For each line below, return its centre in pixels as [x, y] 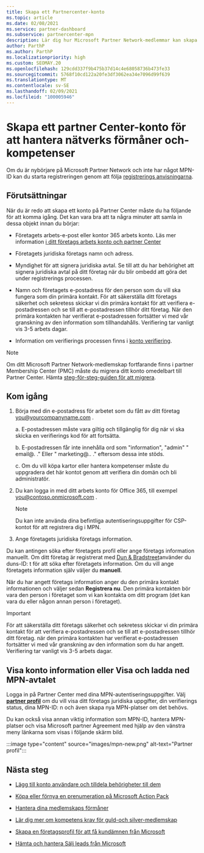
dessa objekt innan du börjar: [43, 223]
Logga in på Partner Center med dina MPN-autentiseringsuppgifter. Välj [96, 694]
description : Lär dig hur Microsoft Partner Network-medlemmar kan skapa [102, 40]
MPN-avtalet [31, 680]
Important [19, 613]
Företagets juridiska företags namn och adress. [74, 253]
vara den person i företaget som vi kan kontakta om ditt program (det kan [98, 595]
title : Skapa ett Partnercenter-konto [55, 12]
